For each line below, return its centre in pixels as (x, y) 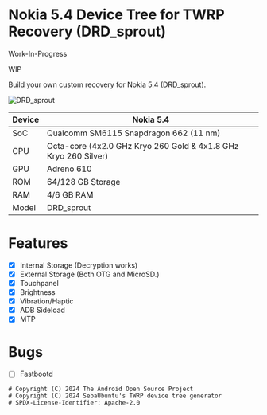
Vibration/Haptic (46, 301)
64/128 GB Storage (83, 182)
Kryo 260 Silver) (77, 155)
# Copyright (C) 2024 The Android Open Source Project (101, 389)
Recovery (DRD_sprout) (87, 31)
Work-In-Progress (38, 53)
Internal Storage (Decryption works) (79, 265)
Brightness (37, 292)
